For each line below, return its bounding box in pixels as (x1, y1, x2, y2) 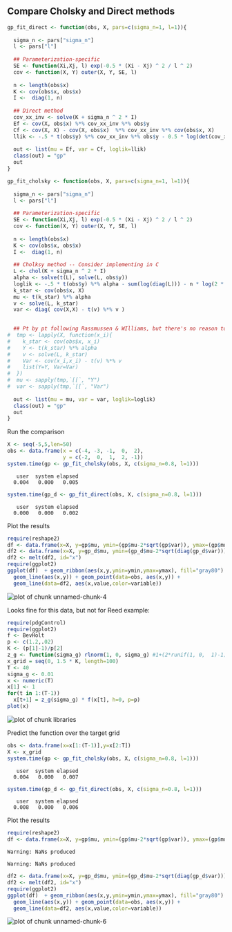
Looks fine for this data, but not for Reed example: (7, 606, 150, 614)
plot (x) (7, 703, 30, 710)
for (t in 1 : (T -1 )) (7, 690, 60, 697)
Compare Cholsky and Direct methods (7, 6, 175, 17)
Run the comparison (7, 428, 65, 436)
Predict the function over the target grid (7, 729, 120, 737)
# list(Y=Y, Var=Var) (7, 364, 79, 371)
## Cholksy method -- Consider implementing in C (13, 261, 159, 268)
